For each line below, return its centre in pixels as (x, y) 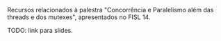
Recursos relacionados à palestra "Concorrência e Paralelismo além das (110, 10)
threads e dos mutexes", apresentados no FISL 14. (79, 17)
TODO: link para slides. (40, 30)
